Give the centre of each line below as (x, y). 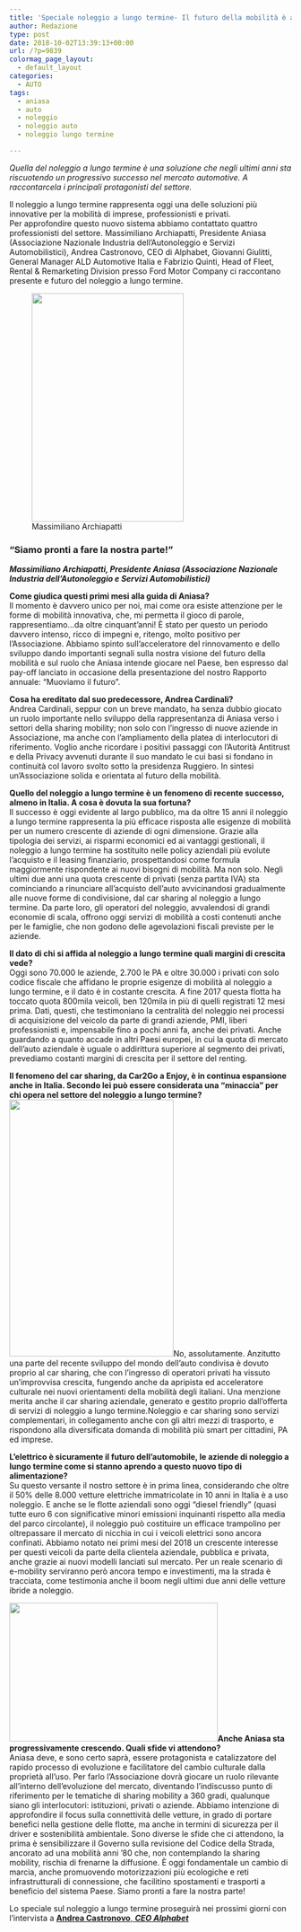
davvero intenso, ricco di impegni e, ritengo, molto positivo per (125, 635)
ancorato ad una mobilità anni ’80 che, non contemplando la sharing (135, 1853)
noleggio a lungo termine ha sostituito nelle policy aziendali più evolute (140, 850)
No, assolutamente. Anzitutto (227, 1354)
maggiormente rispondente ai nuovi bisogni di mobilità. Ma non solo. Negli (146, 869)
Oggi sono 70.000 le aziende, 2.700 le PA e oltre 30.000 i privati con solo (144, 973)
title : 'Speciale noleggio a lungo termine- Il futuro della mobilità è (148, 18)
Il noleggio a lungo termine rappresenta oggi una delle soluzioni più (133, 204)
